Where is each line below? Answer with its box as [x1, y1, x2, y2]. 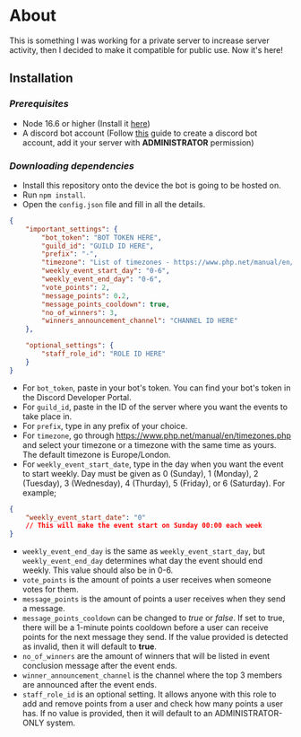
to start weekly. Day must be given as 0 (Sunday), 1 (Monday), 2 [21, 468, 259, 478]
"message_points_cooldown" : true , [41, 300, 170, 309]
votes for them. [21, 584, 79, 595]
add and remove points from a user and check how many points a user [21, 698, 284, 709]
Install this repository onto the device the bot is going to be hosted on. [21, 180, 281, 190]
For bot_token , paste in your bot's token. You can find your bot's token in [21, 382, 291, 393]
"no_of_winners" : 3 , [41, 308, 118, 317]
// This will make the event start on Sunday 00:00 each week [25, 522, 262, 531]
